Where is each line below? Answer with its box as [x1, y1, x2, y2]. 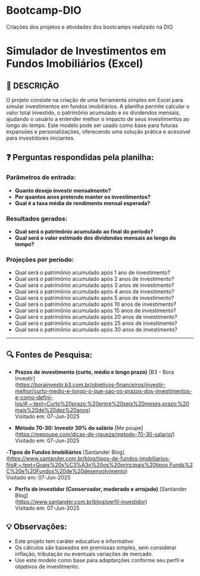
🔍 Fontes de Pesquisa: [6, 349, 93, 360]
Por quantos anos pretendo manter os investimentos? [14, 193, 151, 200]
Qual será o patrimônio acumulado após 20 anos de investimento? [14, 314, 177, 321]
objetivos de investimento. [14, 563, 80, 570]
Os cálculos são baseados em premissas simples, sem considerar [14, 544, 177, 551]
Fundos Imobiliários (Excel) [6, 57, 143, 70]
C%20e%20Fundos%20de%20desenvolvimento [6, 467, 126, 475]
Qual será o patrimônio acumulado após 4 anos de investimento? [14, 288, 174, 295]
